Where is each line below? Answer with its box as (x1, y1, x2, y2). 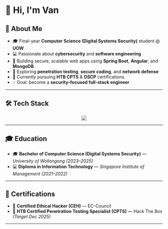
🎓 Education (5, 134, 47, 143)
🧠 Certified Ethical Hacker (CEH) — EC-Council (12, 203, 111, 209)
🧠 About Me (5, 24, 42, 33)
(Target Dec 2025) (12, 213, 51, 219)
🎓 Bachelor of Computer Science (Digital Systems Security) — (12, 150, 146, 156)
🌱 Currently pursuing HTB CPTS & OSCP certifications (12, 74, 124, 79)
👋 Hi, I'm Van (5, 4, 59, 16)
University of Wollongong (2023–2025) (12, 157, 93, 164)
